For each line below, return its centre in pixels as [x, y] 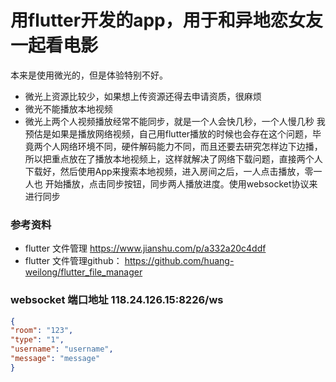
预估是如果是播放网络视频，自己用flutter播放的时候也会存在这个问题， [168, 133]
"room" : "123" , [42, 331]
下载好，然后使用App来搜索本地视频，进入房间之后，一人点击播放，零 [169, 171]
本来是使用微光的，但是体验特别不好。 [89, 75]
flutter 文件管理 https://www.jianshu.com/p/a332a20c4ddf [145, 248]
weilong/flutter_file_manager [83, 272]
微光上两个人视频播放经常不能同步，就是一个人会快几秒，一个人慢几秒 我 [175, 121]
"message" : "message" [55, 359]
